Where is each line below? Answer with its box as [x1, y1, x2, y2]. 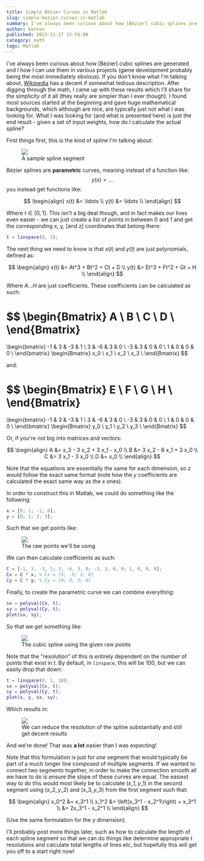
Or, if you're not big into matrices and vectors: [6, 434, 122, 442]
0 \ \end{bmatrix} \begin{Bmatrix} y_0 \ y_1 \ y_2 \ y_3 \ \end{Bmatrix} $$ [6, 423, 187, 430]
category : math [6, 37, 45, 43]
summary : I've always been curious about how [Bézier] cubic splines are [6, 20, 198, 26]
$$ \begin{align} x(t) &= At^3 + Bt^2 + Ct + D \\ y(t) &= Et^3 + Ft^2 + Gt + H [8, 264, 197, 271]
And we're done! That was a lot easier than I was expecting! [6, 742, 157, 749]
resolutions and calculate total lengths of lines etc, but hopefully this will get [6, 841, 197, 849]
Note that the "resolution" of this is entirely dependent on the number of [6, 652, 187, 660]
